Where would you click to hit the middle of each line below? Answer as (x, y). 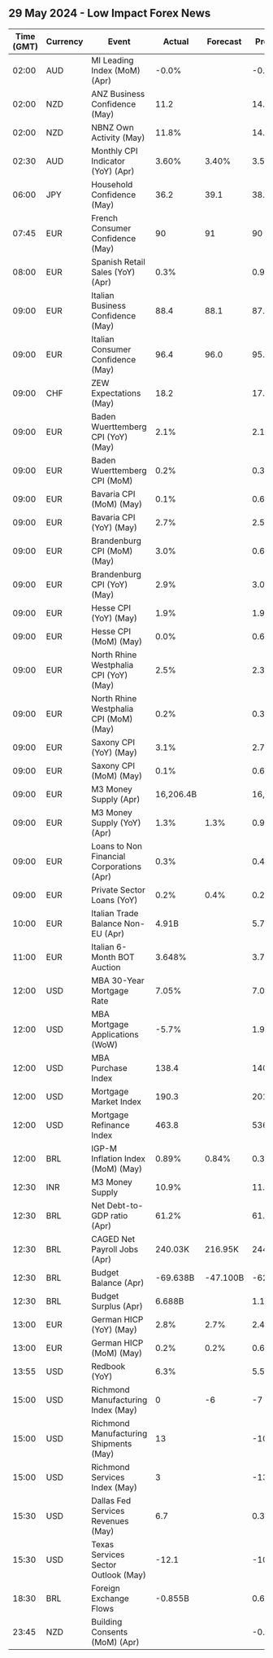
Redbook (108, 1366)
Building (106, 1621)
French (104, 217)
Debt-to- (125, 1205)
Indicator (108, 160)
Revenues (110, 1520)
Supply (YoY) (116, 822)
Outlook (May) (118, 1575)
